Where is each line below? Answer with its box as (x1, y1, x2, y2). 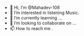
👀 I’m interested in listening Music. (9, 10, 80, 16)
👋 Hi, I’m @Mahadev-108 (9, 5, 60, 10)
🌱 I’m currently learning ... (9, 15, 62, 20)
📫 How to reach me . (9, 26, 53, 31)
